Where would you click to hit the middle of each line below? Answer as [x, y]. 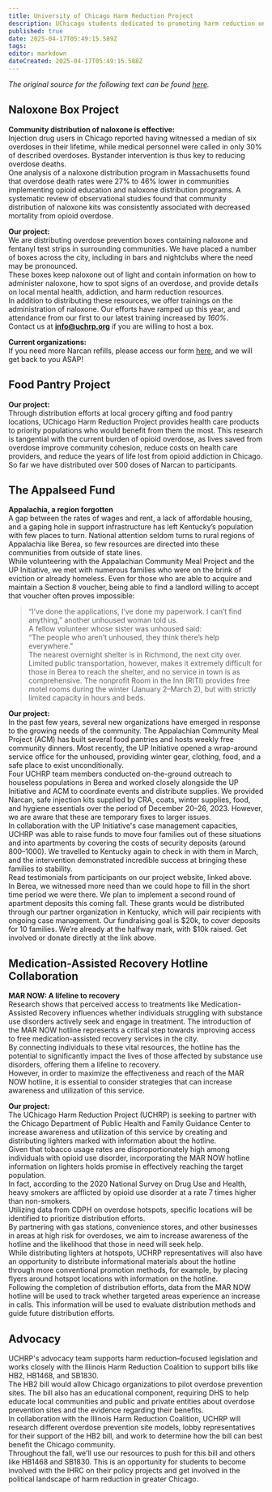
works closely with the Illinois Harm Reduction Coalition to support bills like [134, 1367]
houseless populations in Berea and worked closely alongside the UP [123, 783]
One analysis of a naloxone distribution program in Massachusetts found [130, 172]
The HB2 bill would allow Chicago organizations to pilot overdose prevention [136, 1384]
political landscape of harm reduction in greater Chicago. [104, 1479]
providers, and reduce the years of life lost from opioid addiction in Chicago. [136, 456]
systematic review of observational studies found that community [117, 198]
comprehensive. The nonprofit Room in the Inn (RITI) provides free [139, 681]
